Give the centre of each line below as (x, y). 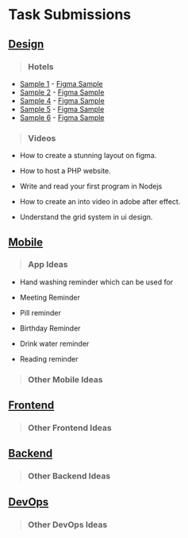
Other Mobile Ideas (65, 379)
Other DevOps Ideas (67, 524)
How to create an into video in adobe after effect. (100, 202)
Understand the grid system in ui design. (86, 217)
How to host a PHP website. (65, 171)
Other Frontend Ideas (70, 428)
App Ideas (48, 265)
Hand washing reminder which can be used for (96, 282)
